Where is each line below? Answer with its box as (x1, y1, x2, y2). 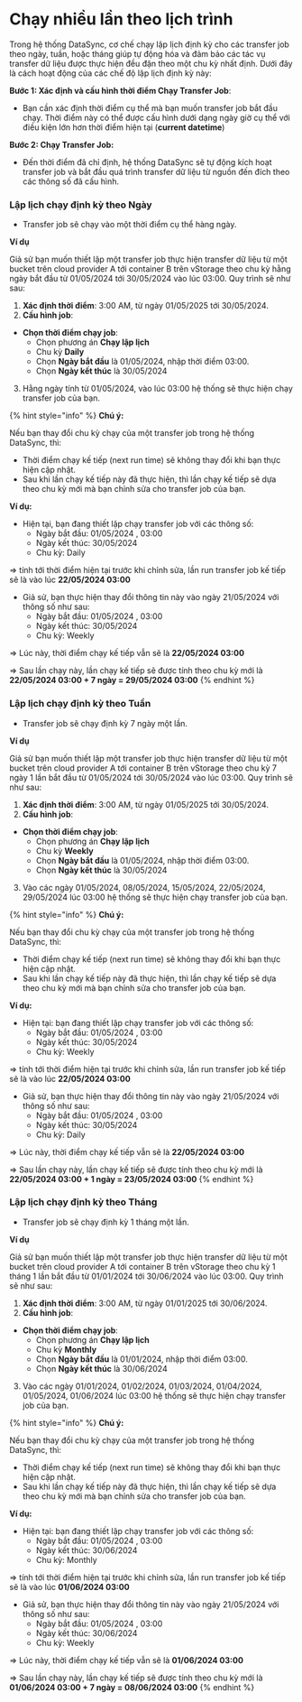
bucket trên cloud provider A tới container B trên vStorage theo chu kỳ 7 (9, 763, 278, 773)
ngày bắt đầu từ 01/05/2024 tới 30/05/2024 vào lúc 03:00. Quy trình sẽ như (9, 273, 291, 284)
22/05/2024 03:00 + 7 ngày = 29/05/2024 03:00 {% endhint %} (9, 675, 255, 686)
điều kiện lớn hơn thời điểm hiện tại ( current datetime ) (22, 122, 225, 133)
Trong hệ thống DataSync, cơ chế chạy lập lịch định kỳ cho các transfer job (9, 39, 290, 50)
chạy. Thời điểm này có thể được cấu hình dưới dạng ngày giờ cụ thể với (22, 112, 290, 123)
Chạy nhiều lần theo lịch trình (9, 9, 233, 30)
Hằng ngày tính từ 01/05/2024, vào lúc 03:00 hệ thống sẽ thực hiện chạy (22, 384, 293, 394)
